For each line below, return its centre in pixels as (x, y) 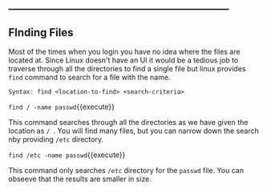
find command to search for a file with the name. (89, 77)
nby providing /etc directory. (56, 139)
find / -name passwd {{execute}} (61, 107)
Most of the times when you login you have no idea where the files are (124, 52)
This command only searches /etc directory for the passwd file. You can (126, 171)
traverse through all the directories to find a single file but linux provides (127, 69)
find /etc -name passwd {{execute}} (67, 155)
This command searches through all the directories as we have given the (128, 123)
